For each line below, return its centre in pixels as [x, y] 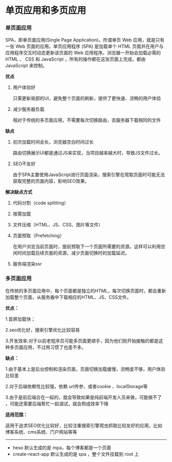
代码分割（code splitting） [41, 203]
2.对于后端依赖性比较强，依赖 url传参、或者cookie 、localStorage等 [77, 386]
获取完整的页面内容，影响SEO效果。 [51, 181]
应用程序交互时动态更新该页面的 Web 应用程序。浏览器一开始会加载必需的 [83, 53]
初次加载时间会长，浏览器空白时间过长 [53, 142]
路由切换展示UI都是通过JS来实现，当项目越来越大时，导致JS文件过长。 [88, 153]
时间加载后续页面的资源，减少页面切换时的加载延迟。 [73, 253]
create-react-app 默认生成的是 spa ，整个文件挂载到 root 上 [76, 454]
